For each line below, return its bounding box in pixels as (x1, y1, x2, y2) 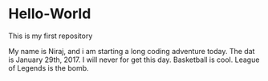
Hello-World (8, 5, 91, 23)
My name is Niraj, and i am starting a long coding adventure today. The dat (8, 46, 255, 56)
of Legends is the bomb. (8, 63, 90, 72)
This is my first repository (8, 31, 93, 40)
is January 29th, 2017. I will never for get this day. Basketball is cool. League (8, 55, 260, 64)
